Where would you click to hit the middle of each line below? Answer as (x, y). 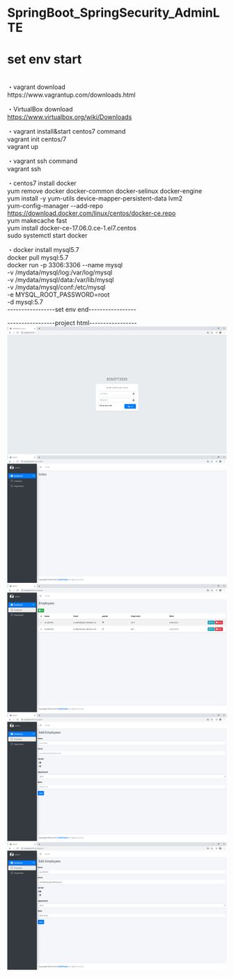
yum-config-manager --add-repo (55, 206)
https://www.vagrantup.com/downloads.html (71, 95)
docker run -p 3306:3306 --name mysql (65, 265)
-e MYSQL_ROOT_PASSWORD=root (58, 295)
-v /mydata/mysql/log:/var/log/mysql (60, 272)
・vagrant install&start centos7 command (67, 132)
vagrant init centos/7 (37, 139)
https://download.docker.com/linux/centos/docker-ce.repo (92, 213)
